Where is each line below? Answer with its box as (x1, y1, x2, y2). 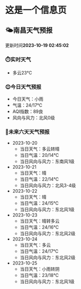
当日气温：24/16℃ (19, 224, 59, 230)
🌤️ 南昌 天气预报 (5, 26, 53, 34)
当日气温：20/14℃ (19, 152, 59, 158)
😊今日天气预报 (5, 83, 41, 90)
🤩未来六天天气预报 (5, 128, 50, 135)
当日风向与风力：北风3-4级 (19, 182, 76, 188)
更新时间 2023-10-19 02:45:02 (5, 42, 69, 48)
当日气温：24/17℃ (19, 248, 59, 254)
